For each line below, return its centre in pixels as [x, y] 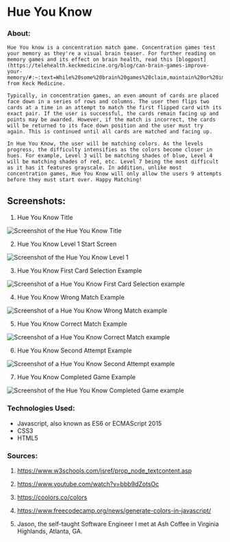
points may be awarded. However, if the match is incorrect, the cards [111, 120]
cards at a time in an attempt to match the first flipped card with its [115, 108]
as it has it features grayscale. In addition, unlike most [95, 168]
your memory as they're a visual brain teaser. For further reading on [111, 54]
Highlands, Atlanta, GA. [50, 531]
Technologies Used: [41, 408]
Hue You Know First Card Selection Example [79, 271]
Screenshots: [37, 201]
